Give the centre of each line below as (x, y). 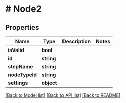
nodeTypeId (22, 75)
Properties (22, 28)
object (49, 83)
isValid (16, 50)
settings (18, 83)
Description (77, 42)
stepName (20, 66)
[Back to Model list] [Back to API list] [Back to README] (63, 95)
